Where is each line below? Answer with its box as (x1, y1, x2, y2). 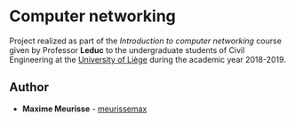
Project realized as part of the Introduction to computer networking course (9, 35, 283, 46)
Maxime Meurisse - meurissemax (21, 103, 147, 114)
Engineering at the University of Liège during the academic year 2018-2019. (9, 54, 287, 65)
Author (9, 80, 49, 95)
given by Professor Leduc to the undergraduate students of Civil (9, 44, 245, 55)
